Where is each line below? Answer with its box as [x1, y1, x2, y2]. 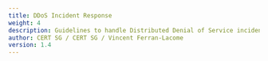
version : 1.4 [8, 41, 52, 49]
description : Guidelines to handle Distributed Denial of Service [8, 26, 234, 34]
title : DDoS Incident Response [8, 11, 112, 20]
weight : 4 [8, 19, 41, 27]
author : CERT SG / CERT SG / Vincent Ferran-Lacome [8, 33, 183, 42]
